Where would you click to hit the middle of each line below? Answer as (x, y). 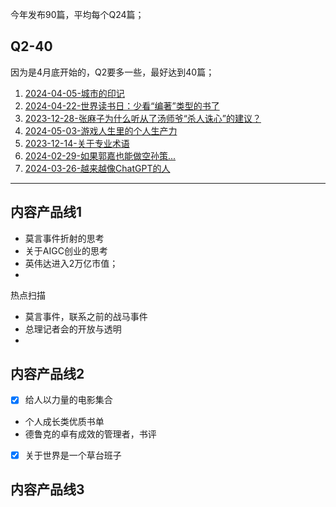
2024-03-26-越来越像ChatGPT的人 (97, 168)
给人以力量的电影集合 (68, 400)
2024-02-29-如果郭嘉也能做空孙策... (100, 155)
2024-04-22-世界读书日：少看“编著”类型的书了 (122, 105)
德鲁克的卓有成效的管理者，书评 (90, 434)
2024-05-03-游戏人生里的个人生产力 (101, 130)
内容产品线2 (47, 374)
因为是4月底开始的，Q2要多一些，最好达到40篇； (112, 72)
